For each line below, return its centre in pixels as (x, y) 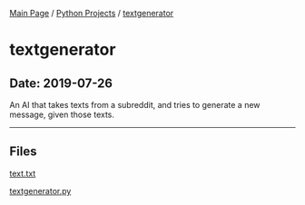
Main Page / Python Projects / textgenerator (92, 13)
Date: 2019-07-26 (61, 83)
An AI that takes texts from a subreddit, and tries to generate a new (135, 105)
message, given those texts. (62, 114)
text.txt (23, 173)
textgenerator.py (40, 190)
